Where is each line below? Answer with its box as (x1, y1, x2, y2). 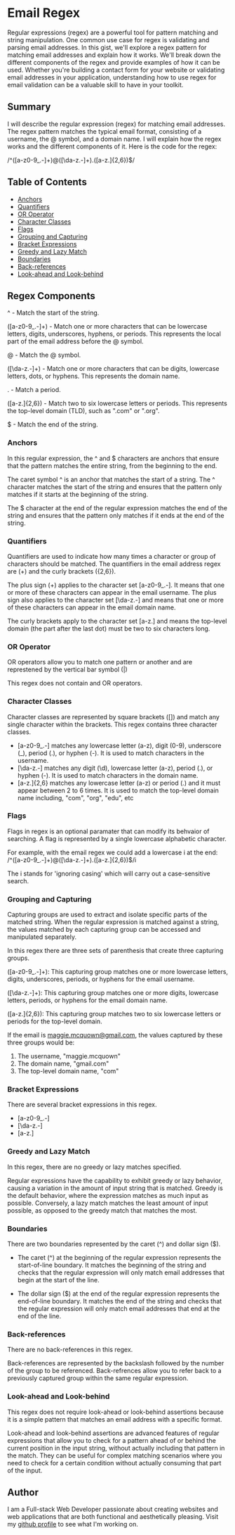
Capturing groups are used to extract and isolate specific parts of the (7, 910, 208, 919)
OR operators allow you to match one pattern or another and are (7, 658, 193, 667)
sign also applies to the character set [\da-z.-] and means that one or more (7, 595, 224, 604)
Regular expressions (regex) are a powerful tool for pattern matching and (7, 28, 219, 37)
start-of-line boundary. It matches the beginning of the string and (17, 1261, 207, 1270)
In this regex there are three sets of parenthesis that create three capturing (7, 947, 224, 955)
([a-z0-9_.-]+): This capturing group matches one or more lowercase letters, (7, 968, 229, 976)
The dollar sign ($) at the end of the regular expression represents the (17, 1289, 220, 1298)
